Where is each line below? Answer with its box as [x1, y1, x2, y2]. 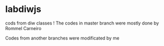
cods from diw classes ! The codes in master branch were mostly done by [5, 20, 159, 26]
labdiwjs [5, 3, 41, 15]
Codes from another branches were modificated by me [5, 35, 120, 41]
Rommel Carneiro [5, 25, 42, 31]
